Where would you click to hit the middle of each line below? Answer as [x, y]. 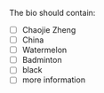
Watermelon [44, 50]
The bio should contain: [52, 13]
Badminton [42, 60]
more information [54, 80]
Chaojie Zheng [49, 30]
